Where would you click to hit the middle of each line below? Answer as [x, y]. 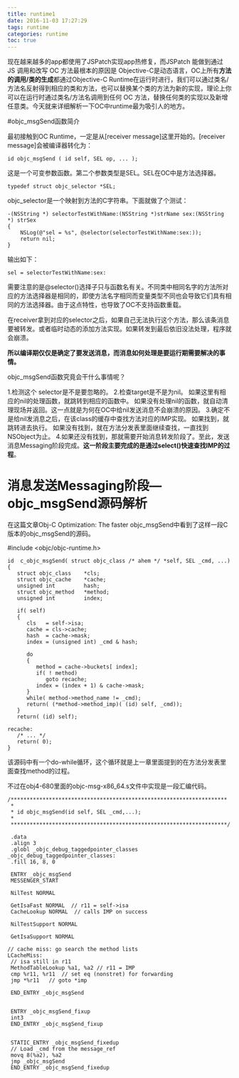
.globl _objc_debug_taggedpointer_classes [74, 850]
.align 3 [23, 844]
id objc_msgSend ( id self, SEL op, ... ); [73, 159]
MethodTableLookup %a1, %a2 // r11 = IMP [73, 968]
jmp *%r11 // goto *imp [49, 980]
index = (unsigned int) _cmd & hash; [82, 642]
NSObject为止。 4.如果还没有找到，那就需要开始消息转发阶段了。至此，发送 [118, 437]
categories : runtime [38, 34]
